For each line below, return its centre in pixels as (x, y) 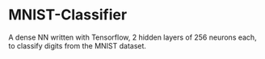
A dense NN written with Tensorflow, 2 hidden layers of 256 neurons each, (132, 37)
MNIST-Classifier (68, 15)
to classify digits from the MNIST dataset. (78, 45)
